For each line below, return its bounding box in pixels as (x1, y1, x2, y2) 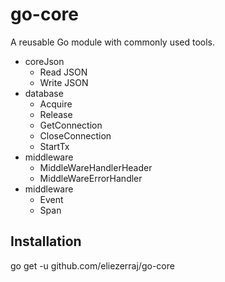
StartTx (39, 140, 70, 152)
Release (39, 108, 73, 120)
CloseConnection (39, 129, 112, 142)
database (24, 87, 64, 99)
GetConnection (39, 119, 103, 131)
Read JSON (39, 66, 88, 78)
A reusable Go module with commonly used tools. (10, 36, 216, 48)
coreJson (24, 55, 65, 67)
